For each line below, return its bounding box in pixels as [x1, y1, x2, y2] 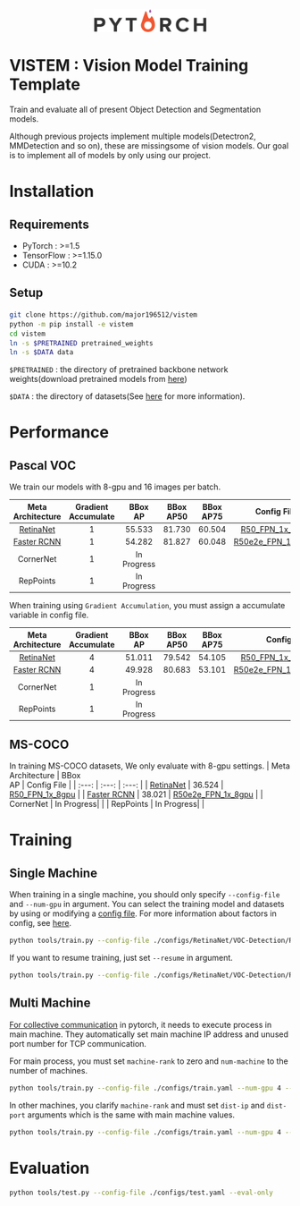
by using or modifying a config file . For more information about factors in [9, 908, 277, 919]
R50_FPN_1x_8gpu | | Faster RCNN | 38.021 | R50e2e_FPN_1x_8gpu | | [9, 789, 263, 800]
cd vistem [9, 329, 46, 338]
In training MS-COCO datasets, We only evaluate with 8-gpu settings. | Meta [9, 760, 290, 771]
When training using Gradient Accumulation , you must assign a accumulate [9, 600, 286, 611]
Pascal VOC [9, 457, 77, 473]
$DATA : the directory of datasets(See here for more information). [9, 391, 246, 402]
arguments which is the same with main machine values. [27, 1109, 235, 1120]
